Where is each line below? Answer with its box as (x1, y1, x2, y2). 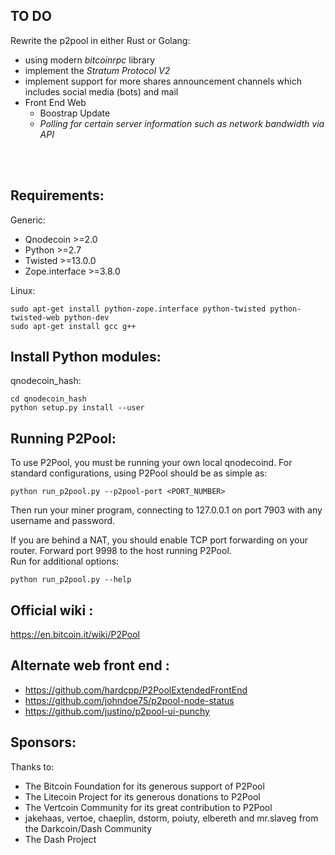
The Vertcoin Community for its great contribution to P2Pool (24, 801, 273, 813)
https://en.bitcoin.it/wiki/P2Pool (10, 629, 140, 641)
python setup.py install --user (10, 403, 145, 413)
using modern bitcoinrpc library (24, 54, 156, 66)
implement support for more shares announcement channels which (24, 75, 302, 87)
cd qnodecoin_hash (10, 394, 87, 404)
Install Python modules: (10, 349, 162, 366)
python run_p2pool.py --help (10, 575, 132, 585)
